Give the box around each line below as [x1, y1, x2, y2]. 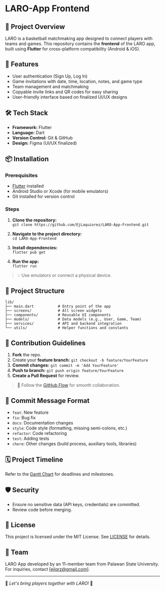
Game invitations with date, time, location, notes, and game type [12, 78, 142, 84]
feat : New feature [12, 409, 49, 415]
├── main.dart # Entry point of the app [5, 304, 111, 309]
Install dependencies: [12, 244, 58, 250]
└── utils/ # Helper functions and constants [5, 325, 129, 330]
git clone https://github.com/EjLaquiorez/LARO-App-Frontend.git [12, 222, 149, 227]
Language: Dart [12, 130, 45, 135]
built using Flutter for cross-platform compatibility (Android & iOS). [5, 46, 140, 52]
